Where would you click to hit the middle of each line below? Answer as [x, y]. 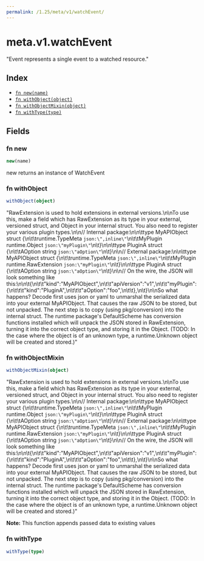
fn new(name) [32, 93]
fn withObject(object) [44, 100]
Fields [18, 131]
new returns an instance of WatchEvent [56, 172]
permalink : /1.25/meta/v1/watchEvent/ [55, 12]
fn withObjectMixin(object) [50, 106]
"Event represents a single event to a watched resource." [77, 59]
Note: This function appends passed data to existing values [81, 523]
